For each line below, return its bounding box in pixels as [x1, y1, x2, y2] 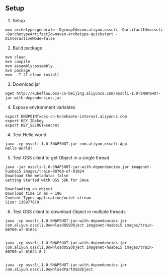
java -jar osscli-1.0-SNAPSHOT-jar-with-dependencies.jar [5, 164, 129, 170]
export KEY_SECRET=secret [5, 123, 59, 128]
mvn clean [5, 54, 26, 60]
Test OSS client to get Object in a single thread [12, 154, 110, 160]
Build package [12, 45, 43, 51]
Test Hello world [12, 131, 47, 138]
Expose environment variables [12, 104, 75, 110]
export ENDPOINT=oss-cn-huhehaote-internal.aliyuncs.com [5, 114, 127, 119]
